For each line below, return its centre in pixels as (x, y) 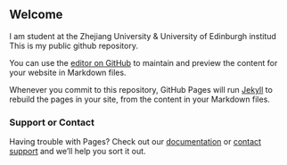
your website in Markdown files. (68, 72)
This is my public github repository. (74, 45)
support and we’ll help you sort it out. (78, 152)
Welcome (36, 15)
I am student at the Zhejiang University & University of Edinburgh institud (143, 36)
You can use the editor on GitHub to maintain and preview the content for (143, 62)
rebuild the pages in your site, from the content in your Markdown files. (139, 99)
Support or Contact (52, 122)
